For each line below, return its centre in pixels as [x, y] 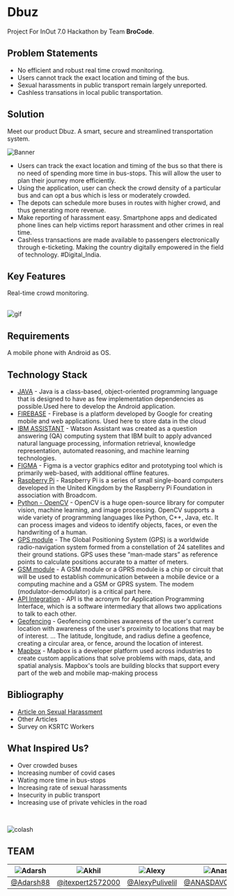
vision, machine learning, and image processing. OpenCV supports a [116, 510]
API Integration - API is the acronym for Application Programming [111, 599]
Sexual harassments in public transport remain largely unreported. [112, 85]
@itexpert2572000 [88, 883]
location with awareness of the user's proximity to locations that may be [120, 629]
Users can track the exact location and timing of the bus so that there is [120, 165]
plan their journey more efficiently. [67, 180]
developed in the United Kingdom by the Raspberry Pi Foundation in [115, 488]
